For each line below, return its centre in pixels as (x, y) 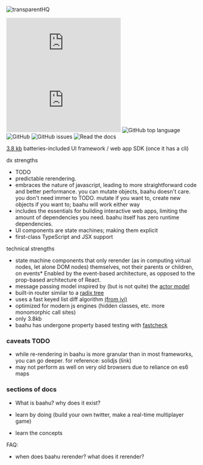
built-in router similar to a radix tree (59, 293)
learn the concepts (39, 433)
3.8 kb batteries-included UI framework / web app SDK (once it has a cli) (98, 148)
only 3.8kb (28, 319)
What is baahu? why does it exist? (58, 403)
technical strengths (30, 249)
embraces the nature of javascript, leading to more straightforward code (106, 185)
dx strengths (22, 160)
